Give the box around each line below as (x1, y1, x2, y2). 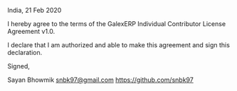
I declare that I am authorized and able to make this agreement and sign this (7, 41, 230, 49)
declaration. (7, 49, 43, 56)
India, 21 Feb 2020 (7, 6, 62, 14)
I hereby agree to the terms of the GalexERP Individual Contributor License (7, 20, 226, 28)
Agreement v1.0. (7, 28, 56, 35)
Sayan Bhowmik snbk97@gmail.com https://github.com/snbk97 (7, 75, 194, 84)
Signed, (7, 62, 30, 70)
